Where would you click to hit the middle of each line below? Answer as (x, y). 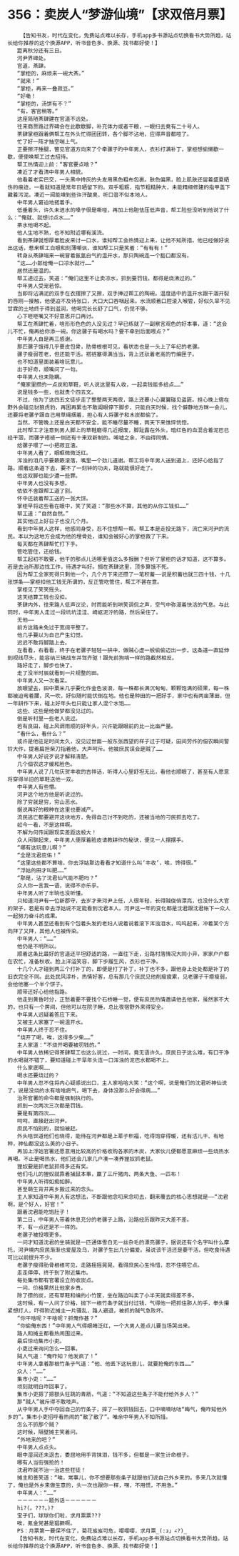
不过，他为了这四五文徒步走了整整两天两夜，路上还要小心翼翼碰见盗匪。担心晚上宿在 (123, 400)
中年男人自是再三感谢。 (46, 339)
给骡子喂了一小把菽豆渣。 (49, 445)
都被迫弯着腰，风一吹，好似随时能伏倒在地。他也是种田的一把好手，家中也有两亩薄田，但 (119, 696)
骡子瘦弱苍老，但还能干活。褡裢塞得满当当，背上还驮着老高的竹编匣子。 (107, 354)
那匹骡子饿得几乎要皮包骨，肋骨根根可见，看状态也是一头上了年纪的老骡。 (110, 346)
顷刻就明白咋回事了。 (44, 1387)
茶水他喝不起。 (36, 225)
